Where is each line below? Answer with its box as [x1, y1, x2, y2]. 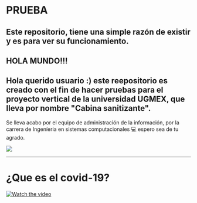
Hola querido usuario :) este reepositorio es [6, 76, 168, 86]
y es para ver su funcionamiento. [6, 36, 129, 46]
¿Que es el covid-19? [6, 171, 110, 184]
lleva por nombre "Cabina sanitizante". [6, 103, 151, 113]
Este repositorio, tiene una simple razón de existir [6, 27, 191, 37]
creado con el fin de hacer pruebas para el [6, 85, 164, 95]
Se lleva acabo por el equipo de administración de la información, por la [6, 119, 180, 126]
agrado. [6, 134, 25, 141]
